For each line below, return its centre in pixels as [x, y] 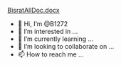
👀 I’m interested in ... [48, 31]
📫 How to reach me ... [51, 54]
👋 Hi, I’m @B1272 [43, 24]
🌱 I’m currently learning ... [56, 39]
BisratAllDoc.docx [33, 10]
